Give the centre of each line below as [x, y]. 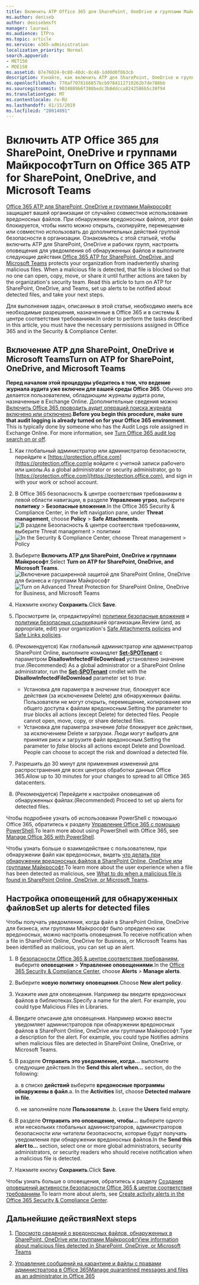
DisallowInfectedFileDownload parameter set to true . [80, 678]
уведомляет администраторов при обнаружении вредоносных [94, 1024]
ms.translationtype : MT [36, 94]
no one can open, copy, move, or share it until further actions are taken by [97, 276]
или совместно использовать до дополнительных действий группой [93, 232]
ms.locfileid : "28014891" [38, 111]
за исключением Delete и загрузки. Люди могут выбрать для [101, 733]
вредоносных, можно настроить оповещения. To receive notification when [99, 934]
